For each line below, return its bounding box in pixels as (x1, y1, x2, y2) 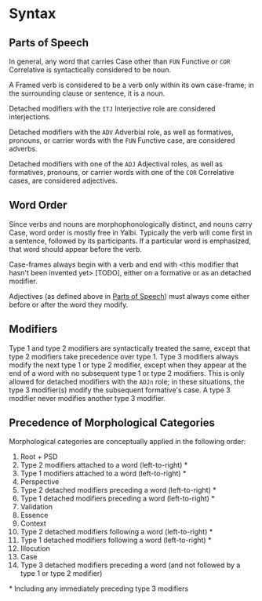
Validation (20, 502, 53, 512)
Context (20, 519, 46, 528)
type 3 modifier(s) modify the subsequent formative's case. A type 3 (9, 385, 231, 395)
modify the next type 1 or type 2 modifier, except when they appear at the (9, 360, 247, 370)
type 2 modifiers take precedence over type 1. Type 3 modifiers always (9, 351, 238, 361)
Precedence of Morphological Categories (9, 417, 215, 430)
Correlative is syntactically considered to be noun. (9, 65, 172, 75)
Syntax (9, 5, 56, 23)
